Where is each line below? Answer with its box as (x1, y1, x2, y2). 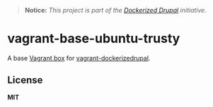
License (7, 74, 43, 87)
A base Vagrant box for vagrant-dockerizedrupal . (7, 53, 151, 62)
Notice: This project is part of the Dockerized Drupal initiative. (24, 6, 207, 14)
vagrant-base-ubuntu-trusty (7, 31, 180, 46)
